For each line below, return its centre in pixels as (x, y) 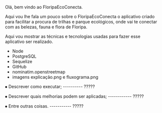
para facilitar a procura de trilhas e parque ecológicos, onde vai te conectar (81, 22)
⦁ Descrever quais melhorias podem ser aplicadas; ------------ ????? (75, 96)
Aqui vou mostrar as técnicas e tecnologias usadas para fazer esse (73, 36)
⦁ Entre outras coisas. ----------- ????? (45, 106)
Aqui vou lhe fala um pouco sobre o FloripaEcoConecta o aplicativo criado (80, 16)
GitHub (19, 67)
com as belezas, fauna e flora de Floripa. (46, 27)
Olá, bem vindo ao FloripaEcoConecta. (44, 7)
